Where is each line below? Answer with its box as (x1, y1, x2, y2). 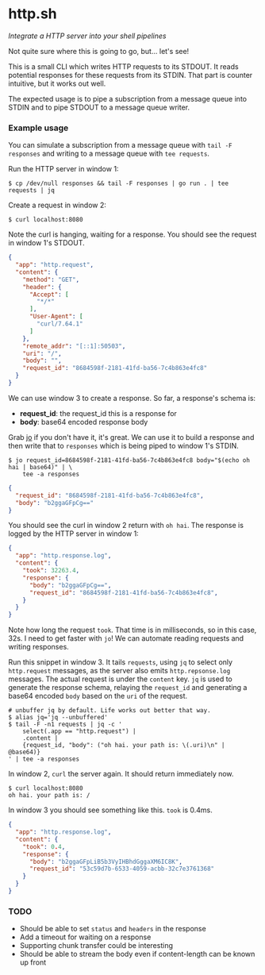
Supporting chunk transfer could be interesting (19, 941, 173, 950)
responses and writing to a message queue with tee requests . (8, 148, 210, 159)
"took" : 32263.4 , (22, 567, 80, 575)
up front (19, 958, 47, 967)
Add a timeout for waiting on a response (19, 932, 152, 942)
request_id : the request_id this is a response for (19, 408, 177, 418)
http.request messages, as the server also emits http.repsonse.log (8, 666, 231, 676)
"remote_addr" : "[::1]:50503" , (22, 342, 126, 350)
